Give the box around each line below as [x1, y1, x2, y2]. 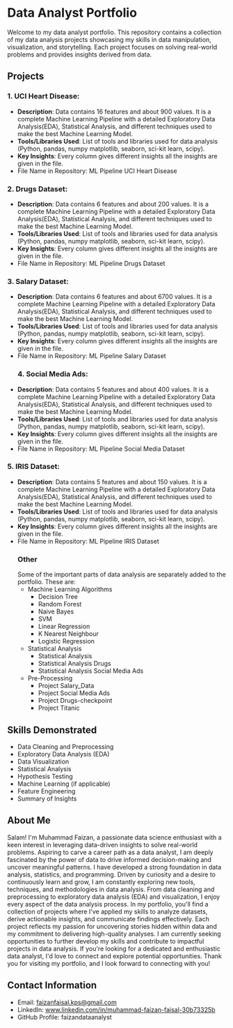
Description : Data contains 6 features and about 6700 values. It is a [17, 292, 212, 301]
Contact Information [7, 979, 97, 992]
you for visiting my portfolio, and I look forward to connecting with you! [7, 959, 211, 967]
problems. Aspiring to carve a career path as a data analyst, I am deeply [7, 848, 214, 856]
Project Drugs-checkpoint [38, 696, 113, 705]
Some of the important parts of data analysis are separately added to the [17, 570, 226, 579]
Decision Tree [38, 593, 79, 601]
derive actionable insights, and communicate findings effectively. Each [7, 914, 210, 923]
